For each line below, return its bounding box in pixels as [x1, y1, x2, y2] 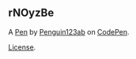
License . [8, 42, 36, 52]
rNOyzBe [8, 6, 55, 20]
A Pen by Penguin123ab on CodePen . [8, 27, 130, 36]
